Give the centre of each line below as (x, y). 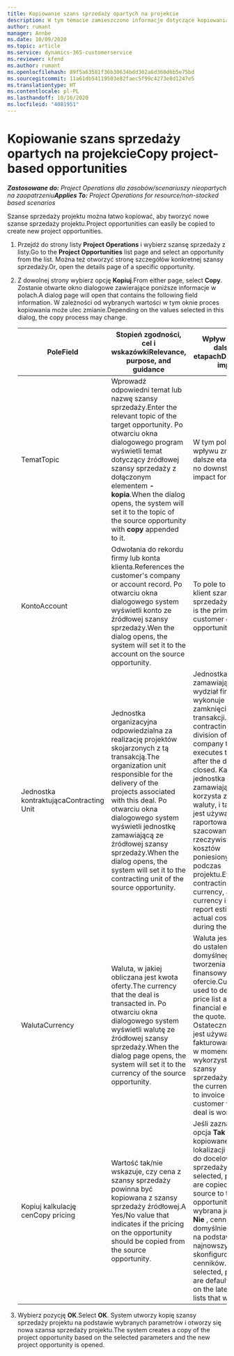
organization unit (139, 765)
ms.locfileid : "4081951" (43, 105)
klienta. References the (148, 567)
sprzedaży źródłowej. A (149, 1206)
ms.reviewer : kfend (36, 59)
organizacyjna (134, 722)
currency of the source (149, 1073)
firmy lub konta (135, 558)
